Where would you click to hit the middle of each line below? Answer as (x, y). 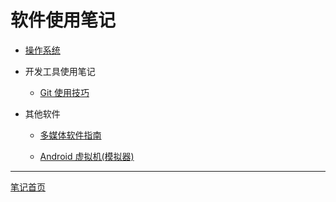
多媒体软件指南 (70, 135)
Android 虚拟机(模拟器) (87, 156)
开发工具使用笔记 (60, 71)
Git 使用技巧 (64, 92)
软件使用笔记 (63, 20)
